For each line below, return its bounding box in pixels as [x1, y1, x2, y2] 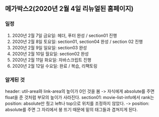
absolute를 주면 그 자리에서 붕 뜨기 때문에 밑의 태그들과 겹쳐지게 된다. [5, 106, 138, 112]
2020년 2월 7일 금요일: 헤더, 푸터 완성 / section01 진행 [12, 32, 117, 38]
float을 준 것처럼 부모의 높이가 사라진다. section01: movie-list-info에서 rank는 [5, 94, 155, 100]
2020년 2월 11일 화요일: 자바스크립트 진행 [12, 57, 92, 62]
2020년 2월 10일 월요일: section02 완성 [12, 51, 89, 57]
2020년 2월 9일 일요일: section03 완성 [12, 44, 87, 50]
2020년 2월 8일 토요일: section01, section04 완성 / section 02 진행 [12, 39, 143, 44]
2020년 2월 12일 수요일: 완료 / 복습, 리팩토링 [12, 63, 98, 69]
